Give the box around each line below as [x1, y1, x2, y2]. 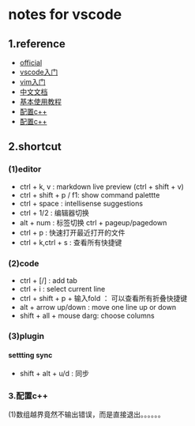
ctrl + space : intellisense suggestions [19, 198, 144, 208]
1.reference [8, 37, 66, 51]
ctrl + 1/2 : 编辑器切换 [19, 208, 89, 217]
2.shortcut [8, 140, 62, 153]
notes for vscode [8, 6, 122, 24]
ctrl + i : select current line [19, 284, 106, 293]
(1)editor [8, 164, 42, 175]
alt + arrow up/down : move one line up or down [19, 302, 176, 311]
